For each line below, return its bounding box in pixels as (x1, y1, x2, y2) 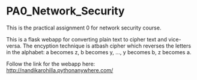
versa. (6, 42, 22, 49)
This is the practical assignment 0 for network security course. (6, 24, 162, 31)
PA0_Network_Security (6, 4, 125, 18)
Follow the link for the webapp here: (6, 60, 95, 67)
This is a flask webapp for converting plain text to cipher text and (6, 35, 167, 43)
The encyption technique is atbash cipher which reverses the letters (23, 42, 191, 49)
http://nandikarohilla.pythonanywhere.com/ (6, 66, 114, 73)
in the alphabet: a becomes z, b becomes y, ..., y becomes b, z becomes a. (6, 48, 192, 55)
